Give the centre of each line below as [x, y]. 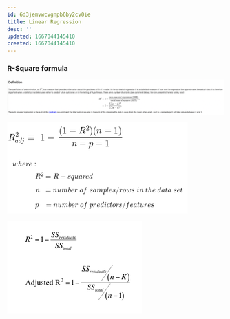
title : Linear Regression [44, 22]
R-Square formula [38, 69]
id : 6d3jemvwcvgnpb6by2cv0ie [49, 14]
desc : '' [20, 29]
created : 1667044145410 [41, 44]
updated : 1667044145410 [41, 36]
